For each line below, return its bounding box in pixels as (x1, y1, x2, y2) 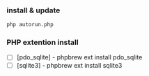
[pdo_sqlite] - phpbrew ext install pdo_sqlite (16, 53, 143, 61)
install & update (6, 6, 61, 15)
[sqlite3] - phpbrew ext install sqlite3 (16, 61, 123, 69)
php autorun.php (6, 21, 54, 28)
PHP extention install (6, 37, 79, 47)
